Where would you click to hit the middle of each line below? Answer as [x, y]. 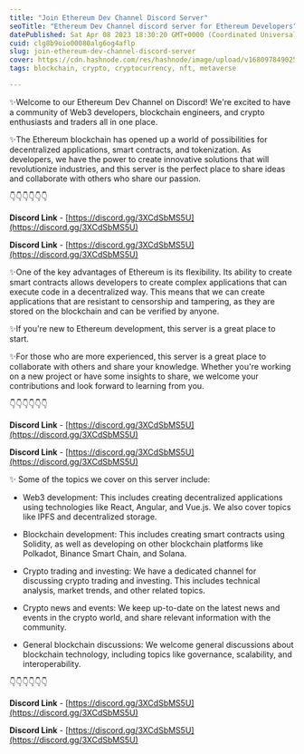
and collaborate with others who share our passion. [105, 179]
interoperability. [52, 663]
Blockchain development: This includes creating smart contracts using [153, 534]
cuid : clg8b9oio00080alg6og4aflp [72, 43]
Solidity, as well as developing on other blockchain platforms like [143, 544]
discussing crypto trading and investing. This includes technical [141, 580]
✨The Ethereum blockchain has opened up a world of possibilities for [138, 139]
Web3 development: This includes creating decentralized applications [152, 497]
